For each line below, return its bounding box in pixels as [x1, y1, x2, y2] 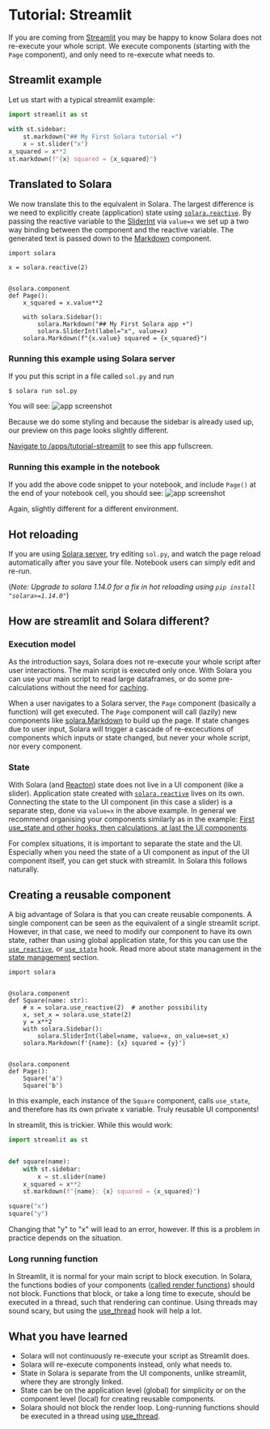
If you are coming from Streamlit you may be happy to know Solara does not [8, 32, 263, 42]
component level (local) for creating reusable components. [19, 1394, 216, 1404]
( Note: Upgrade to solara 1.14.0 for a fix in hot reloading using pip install [8, 582, 256, 592]
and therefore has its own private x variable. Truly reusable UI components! [8, 1104, 259, 1115]
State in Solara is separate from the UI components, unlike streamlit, [19, 1368, 247, 1378]
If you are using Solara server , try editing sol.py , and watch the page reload [8, 549, 261, 559]
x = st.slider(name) [37, 1172, 107, 1180]
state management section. [8, 953, 99, 962]
